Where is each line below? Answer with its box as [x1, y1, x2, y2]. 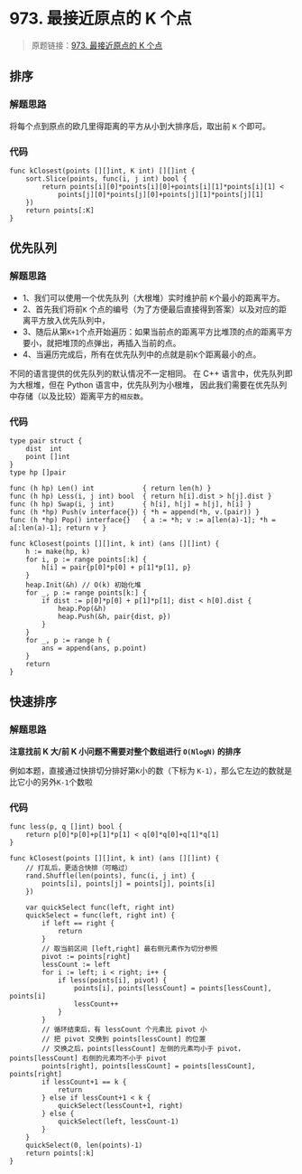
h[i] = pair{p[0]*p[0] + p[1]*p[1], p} [41, 562, 192, 572]
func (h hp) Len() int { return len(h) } [9, 484, 212, 493]
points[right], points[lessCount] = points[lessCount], [41, 1061, 256, 1071]
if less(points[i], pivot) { [57, 975, 168, 985]
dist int [25, 444, 63, 453]
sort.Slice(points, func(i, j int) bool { [25, 174, 188, 183]
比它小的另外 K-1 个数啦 [9, 776, 93, 787]
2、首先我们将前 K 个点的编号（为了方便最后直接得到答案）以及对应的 [22, 304, 279, 315]
